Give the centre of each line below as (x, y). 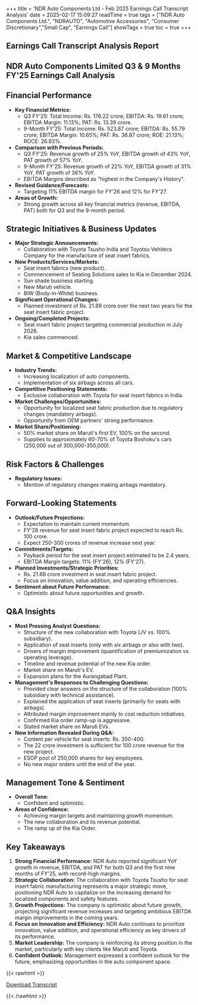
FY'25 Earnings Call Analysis (61, 75)
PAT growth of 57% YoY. (53, 160)
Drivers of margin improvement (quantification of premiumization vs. (107, 651)
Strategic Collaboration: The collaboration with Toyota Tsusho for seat (101, 880)
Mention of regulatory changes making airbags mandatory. (95, 485)
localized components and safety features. (67, 899)
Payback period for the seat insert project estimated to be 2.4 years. (107, 555)
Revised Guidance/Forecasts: (52, 185)
